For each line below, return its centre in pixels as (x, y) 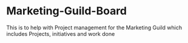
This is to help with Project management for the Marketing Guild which (94, 27)
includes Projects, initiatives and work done (61, 33)
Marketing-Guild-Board (67, 11)
